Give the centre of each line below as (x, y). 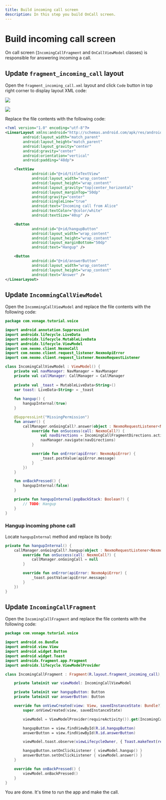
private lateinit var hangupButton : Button (60, 692)
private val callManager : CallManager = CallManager (69, 376)
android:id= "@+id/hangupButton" (65, 229)
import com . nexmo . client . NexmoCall (42, 348)
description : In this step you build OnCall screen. (61, 14)
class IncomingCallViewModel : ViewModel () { (53, 367)
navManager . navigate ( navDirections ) (78, 440)
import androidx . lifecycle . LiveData (43, 335)
